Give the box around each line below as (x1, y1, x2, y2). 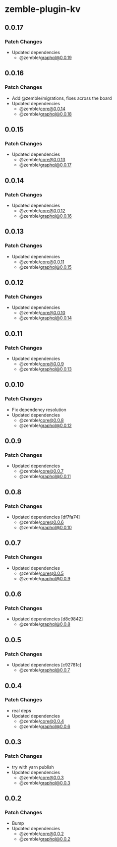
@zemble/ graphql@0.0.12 (19, 423, 72, 428)
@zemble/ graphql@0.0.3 (19, 780, 70, 786)
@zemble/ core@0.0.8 (19, 417, 64, 423)
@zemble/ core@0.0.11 (19, 259, 65, 265)
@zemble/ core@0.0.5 (19, 570, 64, 576)
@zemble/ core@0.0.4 (19, 718, 64, 724)
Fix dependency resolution (11, 407, 66, 413)
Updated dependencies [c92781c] (11, 662, 82, 668)
